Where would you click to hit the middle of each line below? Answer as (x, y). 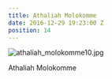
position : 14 (30, 30)
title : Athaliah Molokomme (52, 15)
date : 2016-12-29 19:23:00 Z (56, 23)
